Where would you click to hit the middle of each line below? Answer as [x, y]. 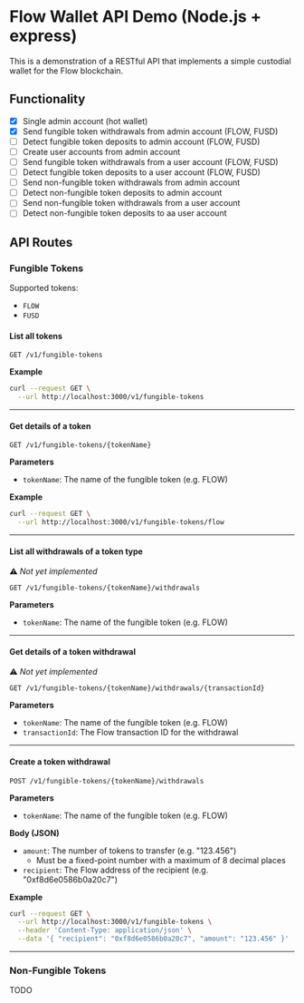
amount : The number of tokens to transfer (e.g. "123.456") [129, 851]
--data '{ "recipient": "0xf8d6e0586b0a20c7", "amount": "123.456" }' [153, 939]
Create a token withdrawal [60, 761]
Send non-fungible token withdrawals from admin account [131, 182]
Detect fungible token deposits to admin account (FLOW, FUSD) [141, 141]
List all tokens [36, 336]
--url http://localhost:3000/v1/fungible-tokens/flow [121, 522]
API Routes [41, 242]
